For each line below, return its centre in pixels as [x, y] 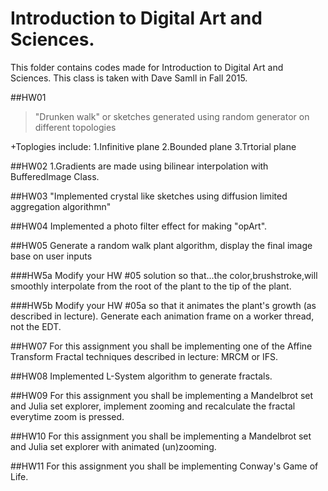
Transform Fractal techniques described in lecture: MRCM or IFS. [144, 356]
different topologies [75, 127]
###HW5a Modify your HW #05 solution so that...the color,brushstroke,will [164, 275]
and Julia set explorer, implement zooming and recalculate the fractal [153, 406]
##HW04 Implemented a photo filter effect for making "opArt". [139, 226]
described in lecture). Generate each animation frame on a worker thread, [162, 316]
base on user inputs [51, 256]
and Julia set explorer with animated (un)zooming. [113, 446]
